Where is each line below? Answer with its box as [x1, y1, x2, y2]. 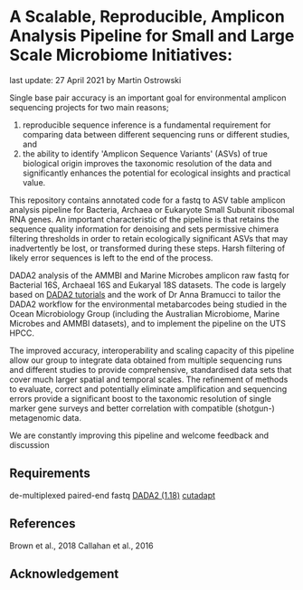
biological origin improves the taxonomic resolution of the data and [22, 157, 272, 168]
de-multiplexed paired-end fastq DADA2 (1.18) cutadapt [9, 490, 215, 500]
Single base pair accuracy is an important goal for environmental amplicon [9, 92, 287, 103]
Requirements [9, 466, 90, 481]
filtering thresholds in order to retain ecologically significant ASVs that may [9, 233, 289, 243]
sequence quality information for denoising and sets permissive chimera [9, 224, 279, 234]
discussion [9, 439, 50, 450]
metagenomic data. [9, 412, 81, 423]
